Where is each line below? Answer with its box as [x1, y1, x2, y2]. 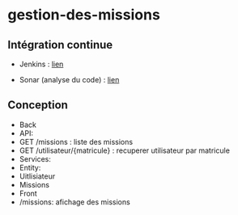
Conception [7, 99, 68, 112]
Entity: [19, 162, 41, 172]
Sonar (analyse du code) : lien [19, 75, 120, 84]
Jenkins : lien [19, 59, 64, 69]
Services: [19, 154, 52, 163]
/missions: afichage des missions [19, 196, 130, 207]
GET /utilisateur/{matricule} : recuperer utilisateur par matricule [19, 145, 230, 155]
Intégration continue [7, 38, 113, 52]
